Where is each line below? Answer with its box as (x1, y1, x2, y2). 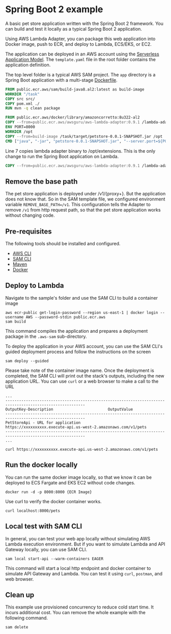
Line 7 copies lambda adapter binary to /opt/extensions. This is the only (5, 148, 156, 154)
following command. (5, 615, 48, 621)
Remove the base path (5, 177, 78, 186)
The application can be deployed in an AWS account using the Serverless (5, 51, 159, 57)
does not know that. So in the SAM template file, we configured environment (5, 196, 165, 202)
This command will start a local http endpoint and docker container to (5, 565, 151, 571)
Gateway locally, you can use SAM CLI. (5, 546, 88, 553)
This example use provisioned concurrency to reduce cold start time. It (5, 604, 154, 610)
